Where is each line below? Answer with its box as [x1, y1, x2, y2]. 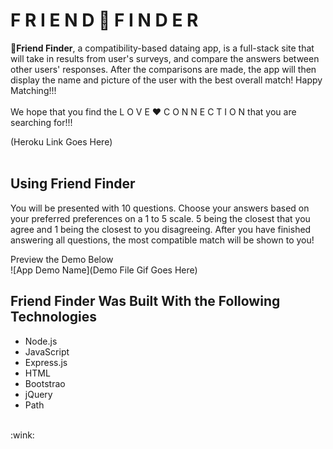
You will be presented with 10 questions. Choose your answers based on [10, 202, 310, 214]
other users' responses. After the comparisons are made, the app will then [10, 63, 317, 75]
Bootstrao [24, 377, 66, 389]
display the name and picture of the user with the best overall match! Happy [10, 74, 323, 86]
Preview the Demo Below [10, 253, 114, 265]
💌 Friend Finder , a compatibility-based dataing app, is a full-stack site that [10, 42, 315, 54]
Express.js [24, 356, 68, 368]
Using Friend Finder [10, 175, 136, 193]
